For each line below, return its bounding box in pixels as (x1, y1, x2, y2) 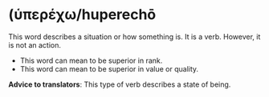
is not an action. (8, 40, 62, 49)
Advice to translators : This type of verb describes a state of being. (8, 80, 231, 89)
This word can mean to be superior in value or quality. (19, 64, 199, 73)
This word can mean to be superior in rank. (19, 56, 163, 65)
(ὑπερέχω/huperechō (8, 6, 157, 24)
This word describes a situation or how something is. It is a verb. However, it (8, 32, 261, 41)
